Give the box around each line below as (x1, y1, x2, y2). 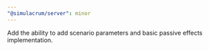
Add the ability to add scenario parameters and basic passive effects (7, 29, 203, 37)
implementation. (7, 35, 53, 44)
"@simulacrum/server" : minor (7, 10, 91, 17)
